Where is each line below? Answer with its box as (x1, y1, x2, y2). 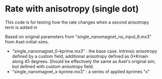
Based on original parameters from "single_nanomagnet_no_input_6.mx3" (5, 34, 152, 39)
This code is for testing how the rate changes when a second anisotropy (5, 19, 149, 25)
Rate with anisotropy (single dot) (5, 3, 139, 14)
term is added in (5, 24, 38, 30)
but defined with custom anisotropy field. (12, 64, 94, 69)
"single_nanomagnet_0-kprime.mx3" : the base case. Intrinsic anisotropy (12, 48, 157, 54)
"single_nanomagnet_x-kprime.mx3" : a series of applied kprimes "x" (12, 68, 150, 74)
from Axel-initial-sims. (5, 39, 49, 44)
